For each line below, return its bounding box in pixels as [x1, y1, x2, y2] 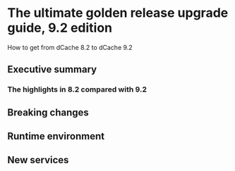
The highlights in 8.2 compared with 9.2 [7, 84, 147, 94]
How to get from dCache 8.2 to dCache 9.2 [7, 43, 133, 51]
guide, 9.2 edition [7, 20, 113, 36]
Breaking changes [7, 106, 90, 118]
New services [7, 154, 69, 166]
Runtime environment [7, 130, 104, 142]
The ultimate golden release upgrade [7, 5, 229, 21]
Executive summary [7, 63, 97, 75]
